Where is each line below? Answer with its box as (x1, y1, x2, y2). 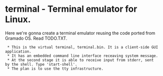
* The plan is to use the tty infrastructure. (7, 66, 104, 71)
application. (5, 49, 32, 54)
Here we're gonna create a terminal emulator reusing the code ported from (5, 30, 155, 36)
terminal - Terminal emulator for (5, 3, 138, 15)
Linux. (5, 14, 31, 25)
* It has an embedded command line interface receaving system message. (7, 53, 159, 58)
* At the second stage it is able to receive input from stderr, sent (7, 57, 154, 62)
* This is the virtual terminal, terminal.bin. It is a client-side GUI (7, 45, 159, 50)
